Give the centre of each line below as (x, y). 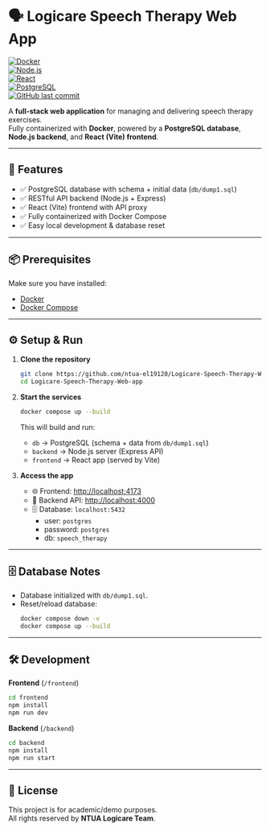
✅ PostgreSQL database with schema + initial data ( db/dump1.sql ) (128, 189)
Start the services (51, 397)
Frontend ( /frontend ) (44, 683)
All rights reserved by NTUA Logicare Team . (82, 818)
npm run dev (28, 713)
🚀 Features (36, 170)
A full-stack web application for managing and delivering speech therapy (131, 111)
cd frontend (28, 698)
